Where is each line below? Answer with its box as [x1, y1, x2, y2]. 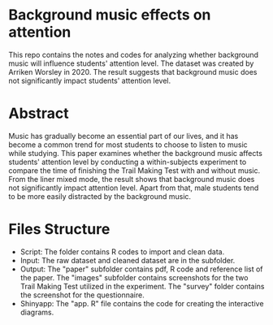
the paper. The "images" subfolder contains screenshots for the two [19, 272, 249, 282]
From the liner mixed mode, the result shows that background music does [8, 174, 255, 184]
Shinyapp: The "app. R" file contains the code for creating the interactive [19, 298, 264, 308]
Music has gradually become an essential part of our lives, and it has [8, 131, 239, 141]
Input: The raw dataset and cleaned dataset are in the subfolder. [19, 255, 236, 265]
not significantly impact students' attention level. [8, 76, 171, 85]
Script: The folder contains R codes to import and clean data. [19, 246, 225, 257]
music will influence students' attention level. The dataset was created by [8, 58, 254, 68]
